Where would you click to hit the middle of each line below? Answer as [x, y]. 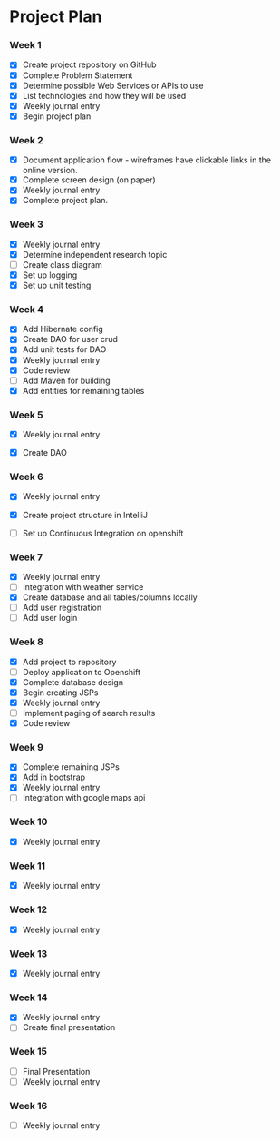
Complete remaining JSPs [71, 767]
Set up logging [50, 275]
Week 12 [29, 909]
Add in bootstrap [54, 777]
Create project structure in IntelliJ [85, 515]
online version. [50, 171]
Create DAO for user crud [70, 339]
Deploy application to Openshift [82, 672]
